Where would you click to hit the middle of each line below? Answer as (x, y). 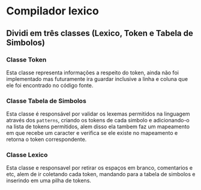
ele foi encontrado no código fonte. (50, 85)
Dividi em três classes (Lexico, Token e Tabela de (100, 33)
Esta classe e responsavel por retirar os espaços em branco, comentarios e (100, 168)
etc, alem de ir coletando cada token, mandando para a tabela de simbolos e (101, 174)
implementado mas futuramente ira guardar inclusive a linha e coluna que (97, 79)
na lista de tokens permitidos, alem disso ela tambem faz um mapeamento (98, 126)
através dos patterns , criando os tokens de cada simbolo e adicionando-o (98, 120)
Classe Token (26, 59)
